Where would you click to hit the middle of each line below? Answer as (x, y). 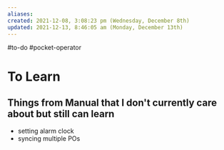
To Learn (34, 76)
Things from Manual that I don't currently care (112, 102)
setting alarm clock (46, 131)
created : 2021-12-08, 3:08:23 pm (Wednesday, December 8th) (99, 21)
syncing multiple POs (49, 139)
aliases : (20, 14)
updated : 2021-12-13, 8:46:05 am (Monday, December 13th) (95, 27)
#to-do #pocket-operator (45, 48)
